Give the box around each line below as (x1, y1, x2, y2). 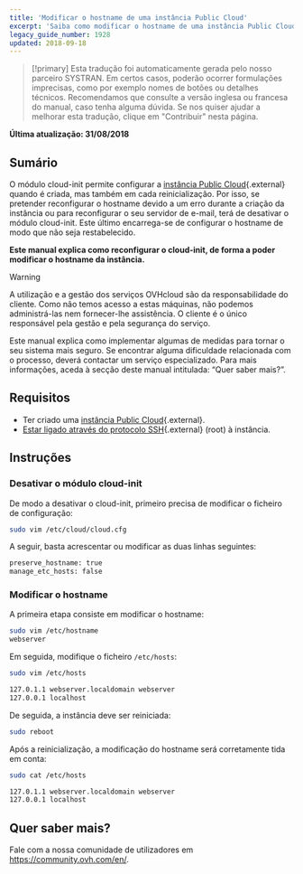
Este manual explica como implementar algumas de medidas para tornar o (9, 335, 286, 346)
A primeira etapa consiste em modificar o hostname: (9, 609, 205, 620)
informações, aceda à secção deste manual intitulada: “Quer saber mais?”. (9, 364, 286, 375)
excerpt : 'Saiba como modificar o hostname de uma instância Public (9, 22, 272, 31)
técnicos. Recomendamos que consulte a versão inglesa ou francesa (31, 92, 289, 103)
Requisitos (9, 390, 70, 406)
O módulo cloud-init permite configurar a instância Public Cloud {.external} (9, 179, 286, 190)
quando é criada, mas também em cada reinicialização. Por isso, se (9, 189, 260, 200)
